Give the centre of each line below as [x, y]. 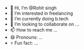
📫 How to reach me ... [34, 30]
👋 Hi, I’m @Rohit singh [33, 8]
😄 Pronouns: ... [26, 37]
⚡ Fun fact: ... [24, 43]
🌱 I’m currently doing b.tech [39, 19]
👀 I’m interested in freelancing [41, 13]
